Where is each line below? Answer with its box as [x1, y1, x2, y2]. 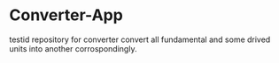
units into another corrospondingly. [9, 43, 137, 53]
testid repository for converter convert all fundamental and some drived [9, 34, 271, 45]
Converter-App [9, 5, 124, 25]
